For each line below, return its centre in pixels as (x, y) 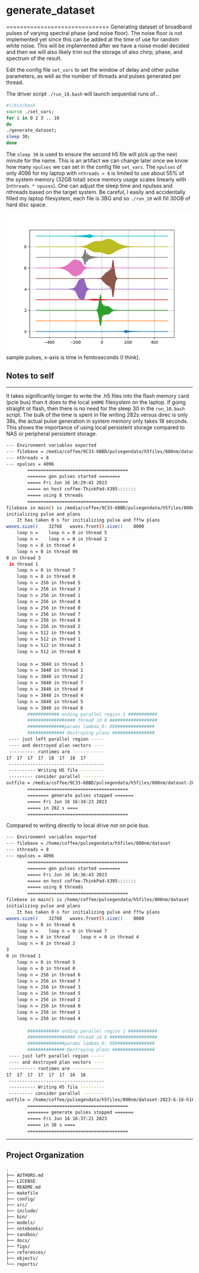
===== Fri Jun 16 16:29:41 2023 (68, 483)
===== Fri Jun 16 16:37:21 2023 (68, 1118)
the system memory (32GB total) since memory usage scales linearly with (96, 180)
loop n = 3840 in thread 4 (50, 695)
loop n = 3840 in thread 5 (50, 701)
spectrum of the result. (34, 58)
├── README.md (24, 1187)
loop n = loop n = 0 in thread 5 (62, 533)
